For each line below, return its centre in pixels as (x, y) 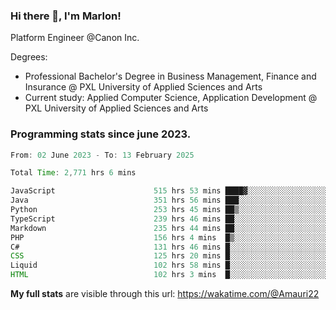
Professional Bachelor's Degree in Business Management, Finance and (170, 76)
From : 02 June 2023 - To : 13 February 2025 (102, 155)
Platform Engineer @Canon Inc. (75, 38)
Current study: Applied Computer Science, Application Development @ (171, 98)
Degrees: (29, 57)
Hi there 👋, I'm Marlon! (66, 16)
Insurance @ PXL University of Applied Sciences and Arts (143, 87)
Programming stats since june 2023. (101, 134)
